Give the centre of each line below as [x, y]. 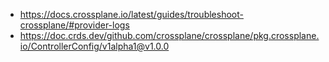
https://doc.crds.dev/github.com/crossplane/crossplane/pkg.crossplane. [169, 35]
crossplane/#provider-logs [74, 25]
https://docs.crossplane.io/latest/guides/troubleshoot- [131, 14]
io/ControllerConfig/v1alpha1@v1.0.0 [94, 46]
